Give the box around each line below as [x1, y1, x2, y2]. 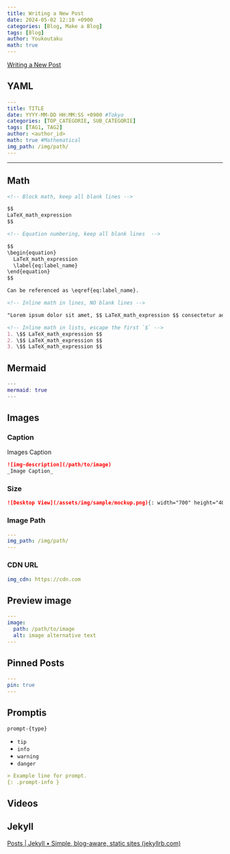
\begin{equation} [7, 249, 57, 256]
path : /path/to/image [13, 625, 75, 632]
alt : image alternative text [13, 631, 97, 639]
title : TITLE [7, 105, 44, 112]
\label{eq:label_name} [13, 262, 78, 269]
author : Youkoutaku [7, 36, 63, 42]
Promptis [7, 707, 47, 719]
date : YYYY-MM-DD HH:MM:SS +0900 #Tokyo [7, 111, 125, 118]
